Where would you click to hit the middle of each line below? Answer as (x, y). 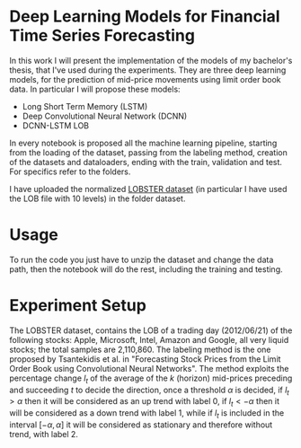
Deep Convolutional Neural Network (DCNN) (105, 116)
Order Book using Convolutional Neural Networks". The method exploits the (149, 368)
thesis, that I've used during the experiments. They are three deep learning (148, 70)
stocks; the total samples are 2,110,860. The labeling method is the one (140, 349)
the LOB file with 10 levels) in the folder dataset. (97, 198)
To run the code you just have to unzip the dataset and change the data (142, 259)
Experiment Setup (78, 306)
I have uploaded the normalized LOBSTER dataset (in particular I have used (148, 189)
